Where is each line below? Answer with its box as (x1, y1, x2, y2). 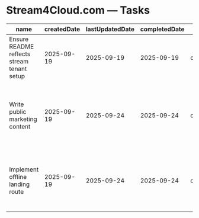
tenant (9, 65, 27, 73)
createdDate (44, 25, 81, 33)
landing (9, 180, 30, 188)
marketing (9, 115, 37, 123)
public (9, 107, 27, 116)
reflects (9, 50, 31, 58)
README (9, 42, 34, 50)
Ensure (9, 35, 29, 43)
